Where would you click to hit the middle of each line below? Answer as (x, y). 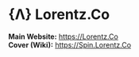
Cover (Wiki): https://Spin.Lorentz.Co (70, 44)
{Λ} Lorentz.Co (59, 15)
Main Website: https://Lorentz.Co (64, 36)
